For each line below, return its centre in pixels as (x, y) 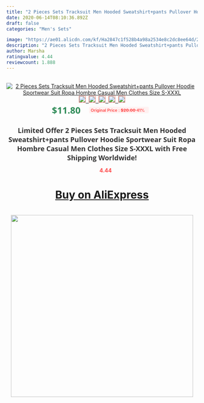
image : (15, 40)
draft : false (23, 23)
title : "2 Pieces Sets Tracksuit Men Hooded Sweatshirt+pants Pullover (99, 12)
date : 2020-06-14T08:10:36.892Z (47, 18)
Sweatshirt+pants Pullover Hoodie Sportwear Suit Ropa (102, 139)
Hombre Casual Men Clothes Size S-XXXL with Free (102, 148)
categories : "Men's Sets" (39, 29)
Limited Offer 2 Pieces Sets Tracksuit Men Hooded (102, 130)
